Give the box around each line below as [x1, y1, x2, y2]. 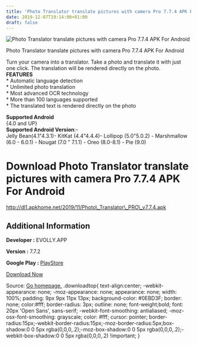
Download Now [6, 271, 43, 278]
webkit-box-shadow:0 [6, 332, 60, 339]
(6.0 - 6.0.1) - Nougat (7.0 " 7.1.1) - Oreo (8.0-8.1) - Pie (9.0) [6, 139, 147, 146]
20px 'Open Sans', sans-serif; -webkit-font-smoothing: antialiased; [6, 307, 168, 314]
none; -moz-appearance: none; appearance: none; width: [38, 288, 177, 296]
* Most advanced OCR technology [6, 89, 89, 97]
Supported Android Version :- [6, 126, 79, 133]
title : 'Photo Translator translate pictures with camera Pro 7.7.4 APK [6, 8, 188, 15]
